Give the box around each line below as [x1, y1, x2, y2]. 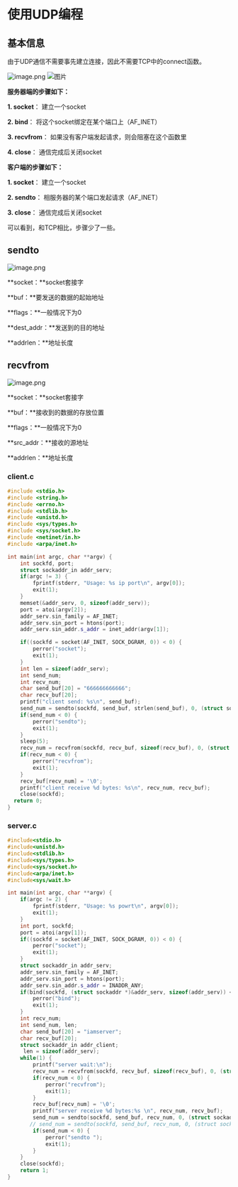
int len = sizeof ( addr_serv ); [20, 665, 110, 672]
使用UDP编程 [7, 6, 84, 23]
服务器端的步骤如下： [7, 87, 69, 96]
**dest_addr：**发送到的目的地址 [7, 323, 105, 331]
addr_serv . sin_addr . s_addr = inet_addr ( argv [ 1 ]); [20, 626, 170, 633]
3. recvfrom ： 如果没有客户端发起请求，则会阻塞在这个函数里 [7, 133, 187, 141]
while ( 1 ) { [20, 1055, 52, 1062]
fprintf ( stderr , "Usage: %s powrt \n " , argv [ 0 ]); [33, 903, 179, 910]
